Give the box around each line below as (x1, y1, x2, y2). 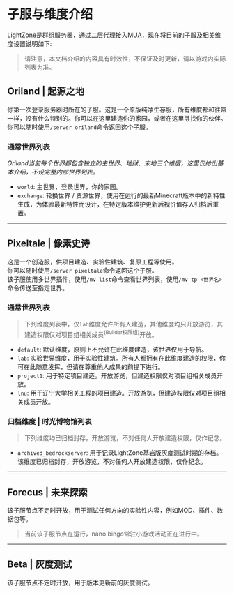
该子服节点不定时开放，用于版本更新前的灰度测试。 (7, 578, 154, 587)
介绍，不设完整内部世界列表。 (13, 168, 99, 177)
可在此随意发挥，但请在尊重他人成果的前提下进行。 (17, 362, 164, 370)
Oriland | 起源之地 (7, 85, 85, 98)
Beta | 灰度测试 (7, 559, 72, 571)
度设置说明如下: (7, 39, 52, 47)
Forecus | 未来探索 (7, 486, 88, 498)
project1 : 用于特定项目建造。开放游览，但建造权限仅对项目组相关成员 (17, 371, 217, 380)
